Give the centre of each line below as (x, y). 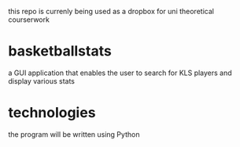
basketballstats (60, 51)
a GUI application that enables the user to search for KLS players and (120, 73)
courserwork (29, 20)
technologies (52, 113)
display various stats (41, 81)
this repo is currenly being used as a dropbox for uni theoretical (111, 11)
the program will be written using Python (74, 134)
